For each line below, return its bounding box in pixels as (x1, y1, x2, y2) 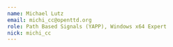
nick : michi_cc (7, 29, 52, 37)
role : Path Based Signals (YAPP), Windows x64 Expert (7, 23, 167, 30)
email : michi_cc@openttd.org (7, 17, 92, 23)
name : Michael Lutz (7, 10, 64, 17)
